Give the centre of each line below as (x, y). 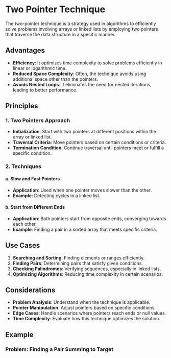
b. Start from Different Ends (35, 207)
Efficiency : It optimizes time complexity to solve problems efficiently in (87, 63)
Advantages (25, 50)
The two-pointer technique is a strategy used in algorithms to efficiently (81, 23)
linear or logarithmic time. (40, 68)
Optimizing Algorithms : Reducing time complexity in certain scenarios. (88, 274)
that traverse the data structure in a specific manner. (60, 34)
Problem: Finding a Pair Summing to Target (59, 349)
